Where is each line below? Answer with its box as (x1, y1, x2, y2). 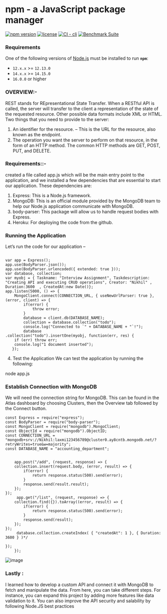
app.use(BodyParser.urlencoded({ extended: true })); (5, 267, 121, 272)
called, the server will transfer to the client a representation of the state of (5, 105, 159, 112)
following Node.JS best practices (5, 603, 75, 609)
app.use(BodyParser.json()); (5, 262, 67, 267)
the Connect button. (5, 406, 47, 412)
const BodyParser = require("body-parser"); (5, 420, 100, 425)
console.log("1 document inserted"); (14, 342, 94, 347)
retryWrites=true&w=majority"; (5, 442, 71, 447)
